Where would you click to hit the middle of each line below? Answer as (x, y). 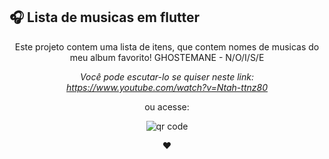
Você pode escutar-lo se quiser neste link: (167, 76)
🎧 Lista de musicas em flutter (105, 17)
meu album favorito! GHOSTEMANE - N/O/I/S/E (167, 57)
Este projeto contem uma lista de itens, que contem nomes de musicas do (167, 46)
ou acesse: (167, 106)
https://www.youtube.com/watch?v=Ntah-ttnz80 (167, 87)
